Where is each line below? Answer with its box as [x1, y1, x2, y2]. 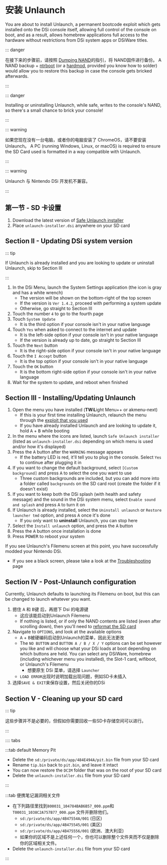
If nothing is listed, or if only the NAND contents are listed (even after [19, 618, 161, 624]
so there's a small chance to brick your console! [5, 107, 103, 113]
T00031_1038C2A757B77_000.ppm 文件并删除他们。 [12, 809, 111, 815]
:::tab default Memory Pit [5, 747, 56, 753]
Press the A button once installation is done [12, 528, 101, 534]
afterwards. [5, 73, 29, 79]
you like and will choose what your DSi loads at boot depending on [19, 645, 157, 651]
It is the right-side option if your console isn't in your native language [19, 347, 161, 353]
